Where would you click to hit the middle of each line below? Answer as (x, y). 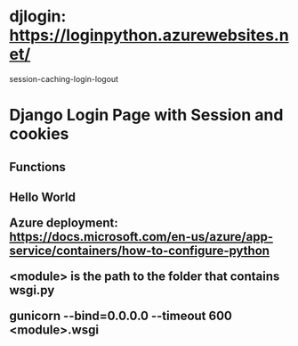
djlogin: (38, 16)
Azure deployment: (64, 222)
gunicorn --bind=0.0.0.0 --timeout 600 (121, 315)
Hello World (42, 197)
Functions (38, 167)
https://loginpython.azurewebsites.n (149, 35)
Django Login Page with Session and (146, 115)
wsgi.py (32, 290)
